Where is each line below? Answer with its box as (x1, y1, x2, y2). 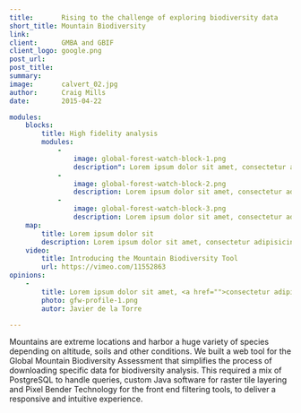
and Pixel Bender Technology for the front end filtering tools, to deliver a (9, 384, 276, 395)
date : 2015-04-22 (9, 96, 102, 106)
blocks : (25, 121, 54, 130)
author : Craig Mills (9, 88, 106, 97)
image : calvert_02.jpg (9, 80, 118, 89)
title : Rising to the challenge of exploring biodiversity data (9, 13, 279, 22)
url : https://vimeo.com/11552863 (41, 262, 167, 271)
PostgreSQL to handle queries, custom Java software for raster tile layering (9, 374, 288, 385)
